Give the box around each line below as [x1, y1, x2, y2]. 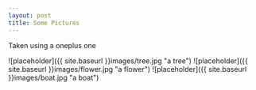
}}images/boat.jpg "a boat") [8, 73, 99, 82]
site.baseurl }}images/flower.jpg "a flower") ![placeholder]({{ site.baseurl [8, 64, 247, 73]
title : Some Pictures [8, 19, 80, 27]
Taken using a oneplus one [8, 40, 97, 50]
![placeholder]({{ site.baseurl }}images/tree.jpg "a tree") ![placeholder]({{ [8, 56, 248, 66]
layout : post [8, 11, 52, 20]
